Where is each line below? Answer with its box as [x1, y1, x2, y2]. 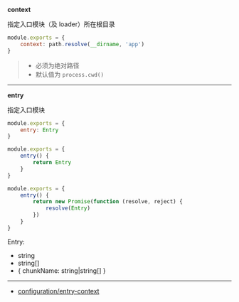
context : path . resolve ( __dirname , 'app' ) [20, 41, 144, 48]
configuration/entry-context [17, 286, 100, 295]
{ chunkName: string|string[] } [17, 266, 107, 275]
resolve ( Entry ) [45, 205, 91, 212]
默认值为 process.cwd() [35, 70, 105, 78]
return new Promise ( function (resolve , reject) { [33, 198, 183, 205]
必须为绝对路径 [35, 61, 80, 70]
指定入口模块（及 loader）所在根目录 [7, 20, 115, 28]
